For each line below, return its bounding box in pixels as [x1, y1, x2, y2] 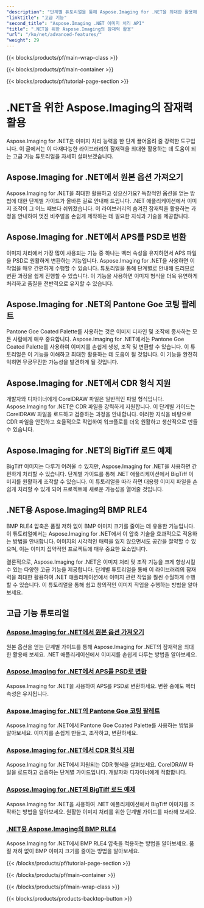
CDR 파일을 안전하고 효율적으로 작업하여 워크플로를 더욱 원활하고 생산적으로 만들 [6, 418, 198, 425]
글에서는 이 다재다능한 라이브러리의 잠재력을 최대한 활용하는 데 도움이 [25, 144, 190, 152]
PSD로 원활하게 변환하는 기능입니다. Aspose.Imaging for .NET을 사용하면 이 [12, 257, 195, 264]
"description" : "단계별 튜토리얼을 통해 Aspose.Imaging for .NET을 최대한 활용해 [6, 9, 197, 15]
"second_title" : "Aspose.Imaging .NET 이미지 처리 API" [6, 20, 145, 26]
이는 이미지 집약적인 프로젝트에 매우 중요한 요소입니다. [19, 545, 148, 552]
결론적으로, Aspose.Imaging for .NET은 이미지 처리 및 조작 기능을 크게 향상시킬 [6, 558, 196, 566]
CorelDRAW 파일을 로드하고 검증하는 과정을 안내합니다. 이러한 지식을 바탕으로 [6, 411, 192, 418]
